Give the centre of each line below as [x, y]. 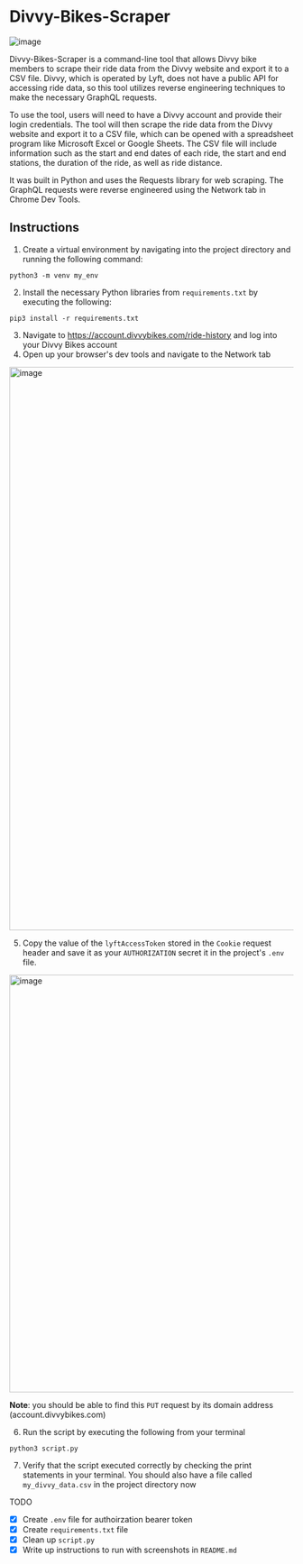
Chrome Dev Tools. [45, 199]
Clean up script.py [58, 1540]
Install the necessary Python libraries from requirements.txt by [140, 292]
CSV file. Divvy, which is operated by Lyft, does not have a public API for [144, 78]
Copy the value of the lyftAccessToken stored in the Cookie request [147, 943]
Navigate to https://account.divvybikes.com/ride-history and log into [150, 334]
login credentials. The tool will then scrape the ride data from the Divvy [141, 124]
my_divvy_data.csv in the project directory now [109, 1484]
